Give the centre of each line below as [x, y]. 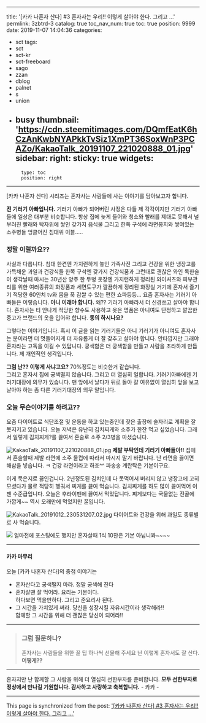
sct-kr [23, 55]
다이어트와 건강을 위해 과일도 [148, 515]
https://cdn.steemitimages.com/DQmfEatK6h [108, 130]
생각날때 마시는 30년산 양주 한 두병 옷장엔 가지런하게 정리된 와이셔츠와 [97, 279]
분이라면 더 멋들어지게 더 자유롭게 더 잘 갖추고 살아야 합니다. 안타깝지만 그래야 [106, 338]
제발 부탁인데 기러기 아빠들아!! [148, 450]
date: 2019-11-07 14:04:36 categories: [54, 30]
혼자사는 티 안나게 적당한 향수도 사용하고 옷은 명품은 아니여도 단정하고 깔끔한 [106, 310]
